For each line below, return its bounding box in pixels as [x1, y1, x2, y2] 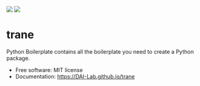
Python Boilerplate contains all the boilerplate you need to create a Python [6, 48, 194, 55]
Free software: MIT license [15, 66, 83, 73]
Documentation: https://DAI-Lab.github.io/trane [15, 73, 135, 80]
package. [6, 54, 30, 62]
